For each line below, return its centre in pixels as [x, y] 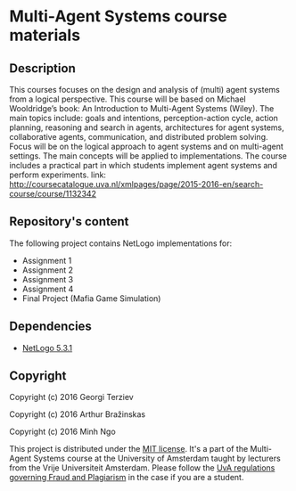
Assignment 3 [48, 279]
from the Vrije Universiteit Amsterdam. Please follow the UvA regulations [142, 468]
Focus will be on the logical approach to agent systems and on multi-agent [146, 146]
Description [42, 68]
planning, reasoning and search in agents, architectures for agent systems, [147, 127]
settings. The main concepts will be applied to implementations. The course [148, 156]
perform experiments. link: [58, 175]
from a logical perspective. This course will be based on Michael [128, 99]
